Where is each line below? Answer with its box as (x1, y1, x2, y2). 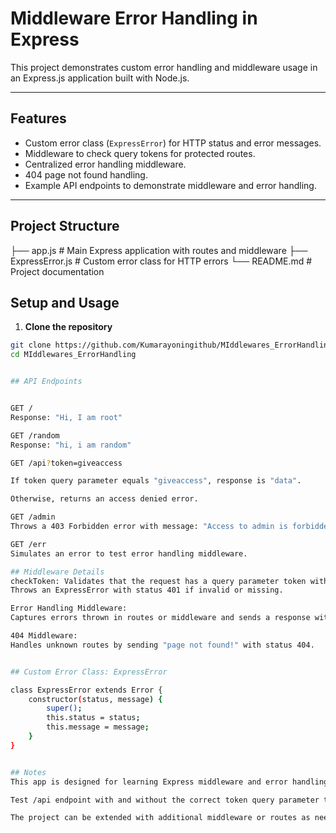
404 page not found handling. (24, 168, 148, 181)
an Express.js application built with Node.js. (10, 72, 190, 84)
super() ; (46, 703, 83, 714)
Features (10, 110, 67, 127)
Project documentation (10, 265, 105, 277)
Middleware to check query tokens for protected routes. (24, 147, 256, 159)
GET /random (10, 430, 60, 441)
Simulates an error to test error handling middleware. (10, 548, 248, 559)
